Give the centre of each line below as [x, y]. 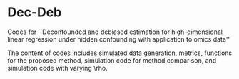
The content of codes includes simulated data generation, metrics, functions [120, 53]
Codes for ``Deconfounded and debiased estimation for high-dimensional [115, 32]
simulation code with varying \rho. [58, 68]
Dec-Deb [35, 12]
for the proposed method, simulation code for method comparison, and [112, 60]
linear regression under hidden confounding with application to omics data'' [119, 39]
